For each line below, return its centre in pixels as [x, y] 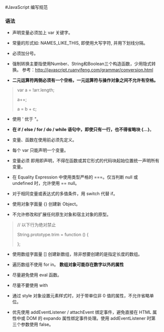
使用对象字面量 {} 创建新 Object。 [46, 204]
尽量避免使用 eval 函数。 [37, 275]
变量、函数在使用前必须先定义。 [44, 140]
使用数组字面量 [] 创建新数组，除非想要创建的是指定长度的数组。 [77, 254]
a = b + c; [27, 109]
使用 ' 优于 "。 [26, 119]
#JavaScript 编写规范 [26, 7]
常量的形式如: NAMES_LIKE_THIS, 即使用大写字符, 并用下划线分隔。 [80, 43]
